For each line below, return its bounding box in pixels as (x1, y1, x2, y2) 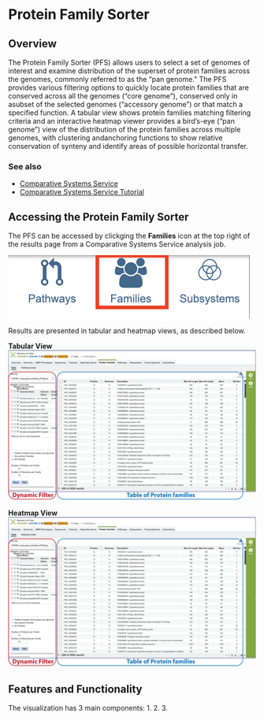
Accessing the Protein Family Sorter (8, 210, 189, 224)
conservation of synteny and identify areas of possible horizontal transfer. (8, 142, 248, 150)
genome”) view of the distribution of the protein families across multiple (8, 124, 241, 134)
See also (8, 161, 42, 172)
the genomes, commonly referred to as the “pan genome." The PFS (8, 75, 227, 84)
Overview (8, 37, 58, 50)
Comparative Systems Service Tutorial (19, 187, 144, 197)
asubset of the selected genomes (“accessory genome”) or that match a (8, 100, 243, 109)
